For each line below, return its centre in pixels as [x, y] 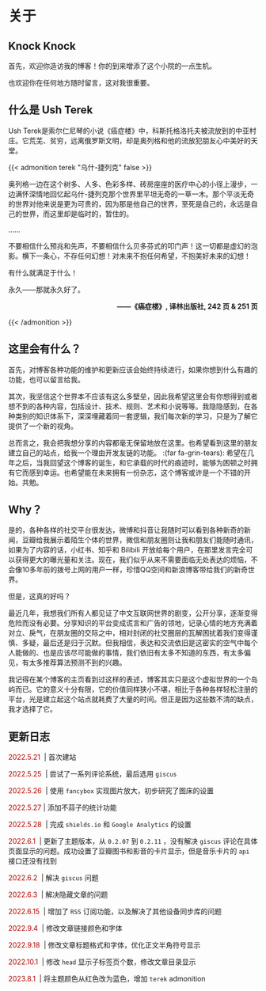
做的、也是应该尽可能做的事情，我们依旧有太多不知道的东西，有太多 [133, 653]
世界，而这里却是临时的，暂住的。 [77, 214]
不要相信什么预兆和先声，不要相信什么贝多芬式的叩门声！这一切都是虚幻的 [129, 245]
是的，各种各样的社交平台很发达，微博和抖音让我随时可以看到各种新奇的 [126, 530]
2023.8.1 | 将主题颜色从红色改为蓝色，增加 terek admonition [107, 979]
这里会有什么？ [45, 349]
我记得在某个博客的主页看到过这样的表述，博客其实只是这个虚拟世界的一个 [129, 680]
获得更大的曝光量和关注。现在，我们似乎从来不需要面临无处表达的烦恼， [133, 560]
